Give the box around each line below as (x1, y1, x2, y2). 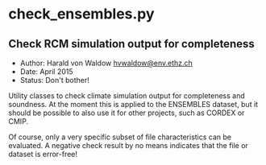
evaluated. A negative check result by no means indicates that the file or (8, 141, 248, 150)
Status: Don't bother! (19, 76, 90, 85)
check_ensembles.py (8, 5, 155, 23)
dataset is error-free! (8, 150, 78, 159)
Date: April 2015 (19, 67, 74, 76)
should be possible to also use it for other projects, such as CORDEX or (8, 108, 245, 118)
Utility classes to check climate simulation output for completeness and (8, 91, 246, 101)
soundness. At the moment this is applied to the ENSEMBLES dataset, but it (8, 100, 259, 109)
